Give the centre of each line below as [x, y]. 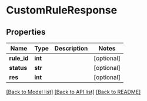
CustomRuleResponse [62, 10]
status [18, 68]
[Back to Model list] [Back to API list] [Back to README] [73, 92]
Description [71, 48]
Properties [26, 32]
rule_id [19, 58]
